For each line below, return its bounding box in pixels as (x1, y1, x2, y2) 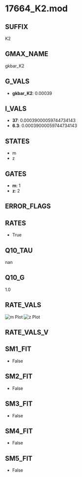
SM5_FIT (5, 454, 33, 463)
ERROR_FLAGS (5, 202, 51, 211)
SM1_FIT (5, 345, 32, 353)
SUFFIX (5, 23, 28, 31)
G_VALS (5, 77, 30, 86)
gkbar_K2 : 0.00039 (12, 90, 52, 96)
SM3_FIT (5, 400, 33, 408)
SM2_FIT (5, 372, 33, 381)
